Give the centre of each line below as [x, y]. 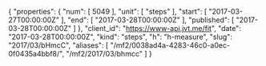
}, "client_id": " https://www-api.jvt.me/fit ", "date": [159, 28]
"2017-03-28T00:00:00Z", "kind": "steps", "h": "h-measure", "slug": [120, 37]
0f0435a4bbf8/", [36, 54]
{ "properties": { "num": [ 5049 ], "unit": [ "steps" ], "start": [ [108, 12]
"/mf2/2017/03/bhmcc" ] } [109, 54]
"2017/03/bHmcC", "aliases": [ [58, 45]
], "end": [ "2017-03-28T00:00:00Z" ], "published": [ [148, 20]
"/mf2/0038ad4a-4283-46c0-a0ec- [170, 45]
